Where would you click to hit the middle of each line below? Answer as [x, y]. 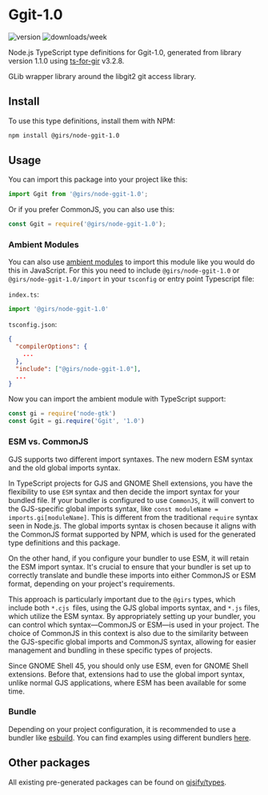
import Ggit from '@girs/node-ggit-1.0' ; [78, 194]
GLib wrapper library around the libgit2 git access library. [102, 76]
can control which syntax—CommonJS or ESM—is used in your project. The [134, 625]
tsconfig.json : [33, 325]
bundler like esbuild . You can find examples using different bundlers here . [130, 737]
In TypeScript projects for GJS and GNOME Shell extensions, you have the [131, 483]
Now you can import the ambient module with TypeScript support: [117, 399]
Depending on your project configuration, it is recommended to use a [122, 729]
